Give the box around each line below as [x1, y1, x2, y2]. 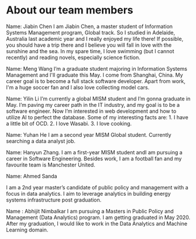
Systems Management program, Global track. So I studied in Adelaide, [6, 29, 176, 36]
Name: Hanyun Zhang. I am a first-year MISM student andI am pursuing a [6, 148, 183, 155]
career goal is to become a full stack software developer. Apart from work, [6, 77, 186, 85]
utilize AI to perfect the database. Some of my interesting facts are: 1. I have [6, 113, 188, 120]
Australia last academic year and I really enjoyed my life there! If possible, [6, 35, 184, 42]
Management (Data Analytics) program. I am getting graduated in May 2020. [6, 214, 191, 221]
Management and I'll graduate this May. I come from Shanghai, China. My [6, 71, 183, 78]
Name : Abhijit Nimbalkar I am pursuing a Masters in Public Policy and [6, 207, 174, 214]
